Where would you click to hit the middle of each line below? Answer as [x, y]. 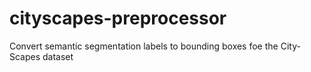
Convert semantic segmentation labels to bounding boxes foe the [144, 46]
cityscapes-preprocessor [118, 18]
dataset [58, 56]
